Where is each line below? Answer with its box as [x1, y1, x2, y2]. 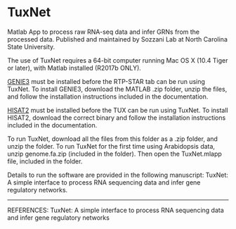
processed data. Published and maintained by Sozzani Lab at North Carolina [7, 35, 228, 43]
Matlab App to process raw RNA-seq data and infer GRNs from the [7, 27, 200, 36]
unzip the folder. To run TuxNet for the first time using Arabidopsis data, [7, 142, 216, 150]
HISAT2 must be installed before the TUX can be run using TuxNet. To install [7, 106, 228, 114]
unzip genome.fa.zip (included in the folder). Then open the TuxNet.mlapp [7, 149, 223, 158]
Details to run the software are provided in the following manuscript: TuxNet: [7, 171, 228, 179]
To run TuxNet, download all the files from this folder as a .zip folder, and [7, 135, 218, 143]
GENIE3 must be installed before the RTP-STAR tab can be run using [7, 77, 206, 85]
